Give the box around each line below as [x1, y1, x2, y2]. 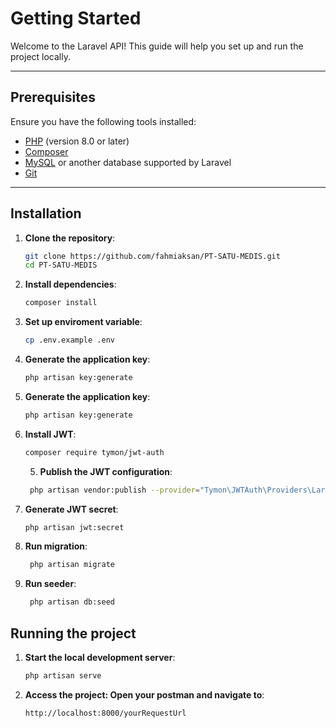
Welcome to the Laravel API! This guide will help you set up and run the [10, 40, 304, 52]
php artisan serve [24, 671, 102, 681]
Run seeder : [24, 578, 77, 590]
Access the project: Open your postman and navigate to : [24, 688, 265, 701]
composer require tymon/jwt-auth [24, 447, 165, 457]
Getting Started [10, 7, 142, 30]
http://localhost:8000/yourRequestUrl [24, 708, 187, 718]
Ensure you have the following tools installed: [10, 115, 197, 127]
